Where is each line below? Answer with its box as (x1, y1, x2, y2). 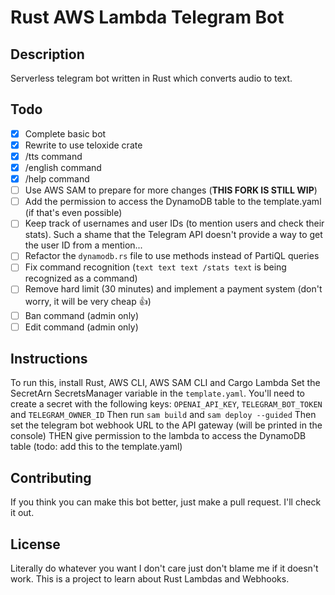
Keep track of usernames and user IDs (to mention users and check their (24, 217, 325, 230)
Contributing (10, 469, 92, 486)
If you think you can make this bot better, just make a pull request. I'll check (10, 496, 322, 508)
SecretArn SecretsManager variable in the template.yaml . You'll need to (10, 387, 306, 400)
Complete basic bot (24, 127, 107, 140)
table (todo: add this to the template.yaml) (10, 441, 183, 453)
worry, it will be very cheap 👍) (24, 295, 152, 307)
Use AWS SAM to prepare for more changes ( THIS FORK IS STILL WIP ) (24, 184, 318, 196)
